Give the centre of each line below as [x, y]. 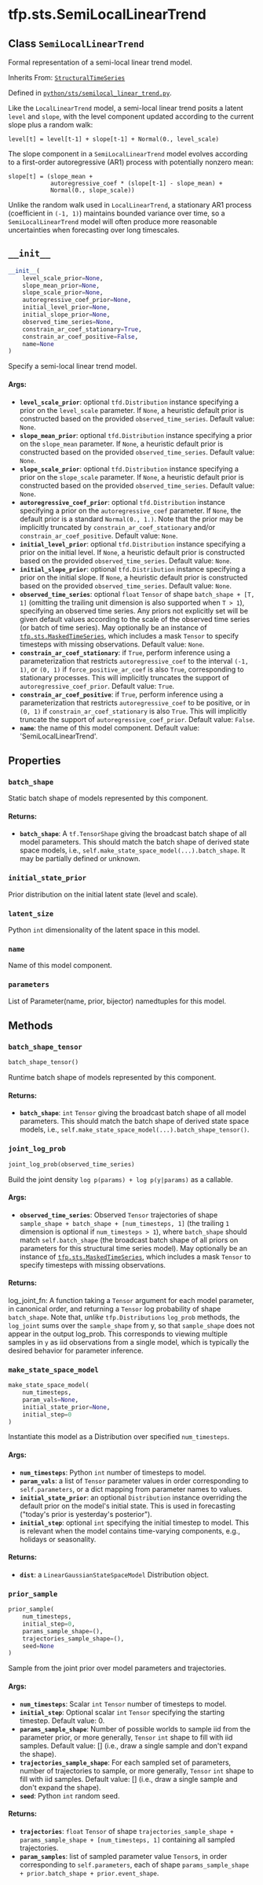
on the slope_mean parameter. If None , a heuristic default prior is [121, 444]
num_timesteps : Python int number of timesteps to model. [113, 1472]
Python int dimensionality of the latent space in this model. [104, 930]
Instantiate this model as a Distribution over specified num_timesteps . [119, 1437]
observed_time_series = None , [68, 322]
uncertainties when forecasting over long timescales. [94, 230]
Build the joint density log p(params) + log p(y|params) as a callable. [121, 1179]
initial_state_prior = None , [66, 1407]
